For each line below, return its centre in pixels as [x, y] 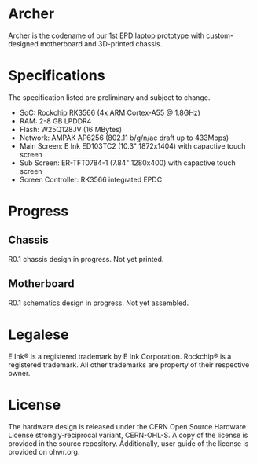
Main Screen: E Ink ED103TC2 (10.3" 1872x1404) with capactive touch [132, 145]
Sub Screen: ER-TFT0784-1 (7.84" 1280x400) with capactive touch [127, 163]
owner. [19, 373]
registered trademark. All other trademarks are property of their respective [129, 365]
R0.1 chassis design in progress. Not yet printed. [86, 259]
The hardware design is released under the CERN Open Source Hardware [127, 426]
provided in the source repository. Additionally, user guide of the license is [128, 443]
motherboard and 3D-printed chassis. [101, 43]
